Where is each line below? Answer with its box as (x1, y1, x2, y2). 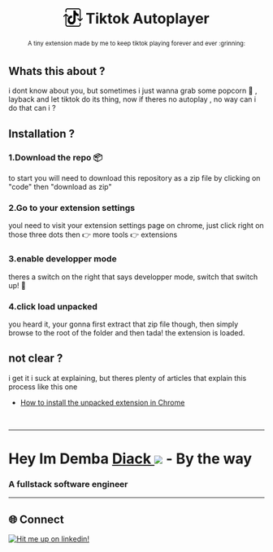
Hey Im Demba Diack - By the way (8, 449, 253, 467)
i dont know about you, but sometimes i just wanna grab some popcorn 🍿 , (8, 85, 258, 96)
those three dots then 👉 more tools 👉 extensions (8, 230, 178, 239)
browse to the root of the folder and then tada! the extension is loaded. (8, 327, 245, 337)
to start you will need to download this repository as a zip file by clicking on (8, 173, 261, 183)
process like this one (8, 382, 78, 392)
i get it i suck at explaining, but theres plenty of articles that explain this (8, 373, 247, 383)
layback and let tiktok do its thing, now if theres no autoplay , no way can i (8, 94, 257, 104)
